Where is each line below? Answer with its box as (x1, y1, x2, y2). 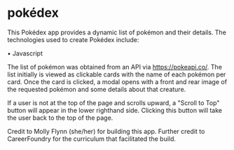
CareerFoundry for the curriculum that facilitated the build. (7, 135, 177, 143)
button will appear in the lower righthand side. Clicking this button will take (7, 106, 223, 114)
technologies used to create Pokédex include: (7, 35, 139, 43)
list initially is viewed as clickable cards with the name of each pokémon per (7, 70, 226, 79)
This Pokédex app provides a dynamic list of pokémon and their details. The (7, 28, 226, 36)
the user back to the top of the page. (7, 114, 113, 122)
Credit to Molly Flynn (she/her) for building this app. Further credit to (7, 127, 205, 135)
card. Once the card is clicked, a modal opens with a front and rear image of (7, 77, 228, 86)
